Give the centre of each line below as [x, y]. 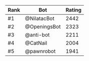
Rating [74, 10]
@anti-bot [37, 35]
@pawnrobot [40, 51]
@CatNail [36, 43]
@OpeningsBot [43, 26]
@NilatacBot [39, 18]
